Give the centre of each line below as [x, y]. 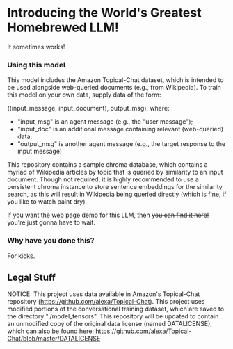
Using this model [37, 65]
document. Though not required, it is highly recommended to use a [103, 179]
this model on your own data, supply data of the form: [84, 95]
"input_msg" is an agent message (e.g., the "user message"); [105, 122]
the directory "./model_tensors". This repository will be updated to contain [113, 316]
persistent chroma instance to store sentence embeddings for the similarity [115, 187]
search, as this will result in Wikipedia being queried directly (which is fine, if [117, 194]
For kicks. [21, 256]
